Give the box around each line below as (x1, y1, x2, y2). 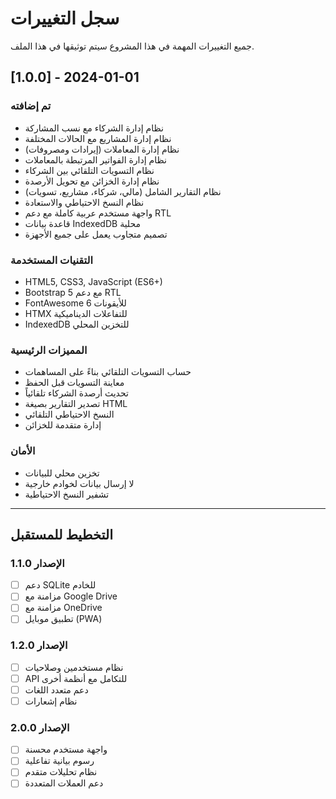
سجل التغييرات (10, 7, 120, 30)
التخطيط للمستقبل (10, 526, 114, 543)
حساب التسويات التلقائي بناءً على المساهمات (24, 366, 192, 378)
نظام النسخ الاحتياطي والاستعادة (24, 196, 145, 208)
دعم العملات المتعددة (24, 777, 104, 789)
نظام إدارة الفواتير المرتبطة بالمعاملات (24, 153, 167, 166)
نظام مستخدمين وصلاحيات (24, 661, 124, 673)
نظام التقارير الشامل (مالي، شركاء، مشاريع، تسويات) (24, 185, 222, 197)
